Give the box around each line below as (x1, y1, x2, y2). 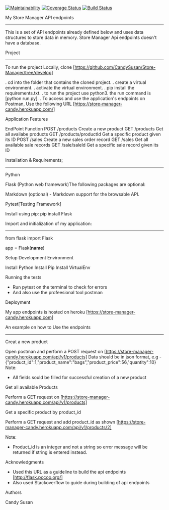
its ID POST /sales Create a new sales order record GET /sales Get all (5, 136, 148, 143)
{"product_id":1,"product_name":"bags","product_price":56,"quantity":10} (5, 359, 157, 365)
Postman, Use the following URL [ (5, 101, 75, 107)
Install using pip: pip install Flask (5, 211, 72, 217)
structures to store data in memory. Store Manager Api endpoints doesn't (5, 34, 157, 40)
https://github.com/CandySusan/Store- (74, 64, 156, 70)
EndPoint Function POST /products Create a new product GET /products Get (5, 126, 163, 131)
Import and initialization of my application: (5, 220, 92, 226)
